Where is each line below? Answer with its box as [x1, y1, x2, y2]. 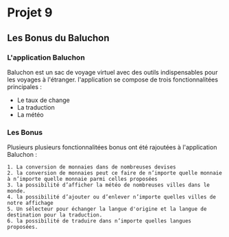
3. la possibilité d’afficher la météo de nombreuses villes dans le [7, 182, 210, 189]
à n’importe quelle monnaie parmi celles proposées [7, 176, 158, 183]
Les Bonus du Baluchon [7, 32, 110, 44]
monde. [7, 188, 26, 195]
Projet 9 [7, 5, 53, 21]
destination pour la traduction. [7, 212, 103, 219]
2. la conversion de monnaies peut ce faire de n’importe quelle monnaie [7, 170, 223, 177]
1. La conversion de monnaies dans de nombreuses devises [7, 164, 176, 171]
